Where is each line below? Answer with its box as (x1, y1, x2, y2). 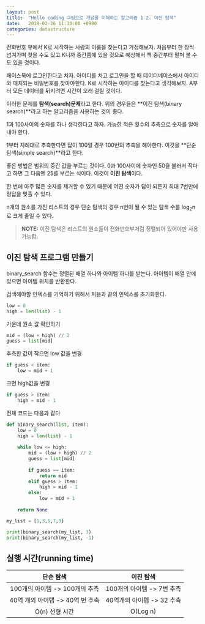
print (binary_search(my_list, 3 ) (6, 529, 92, 535)
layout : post (6, 9, 40, 15)
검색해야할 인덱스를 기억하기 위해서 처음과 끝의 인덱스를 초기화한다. (6, 290, 166, 297)
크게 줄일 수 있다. (12, 212, 54, 220)
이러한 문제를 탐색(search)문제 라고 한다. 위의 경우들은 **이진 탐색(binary (6, 100, 182, 108)
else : (28, 490, 43, 496)
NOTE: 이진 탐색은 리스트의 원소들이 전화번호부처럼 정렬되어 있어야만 (21, 225, 187, 232)
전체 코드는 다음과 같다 (6, 409, 61, 417)
